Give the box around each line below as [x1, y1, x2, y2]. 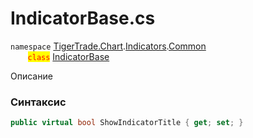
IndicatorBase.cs [10, 7, 156, 30]
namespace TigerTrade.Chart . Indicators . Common [10, 40, 207, 52]
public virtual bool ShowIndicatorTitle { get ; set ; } [10, 118, 244, 128]
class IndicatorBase [27, 50, 110, 62]
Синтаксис [10, 95, 67, 109]
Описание [10, 70, 53, 82]
